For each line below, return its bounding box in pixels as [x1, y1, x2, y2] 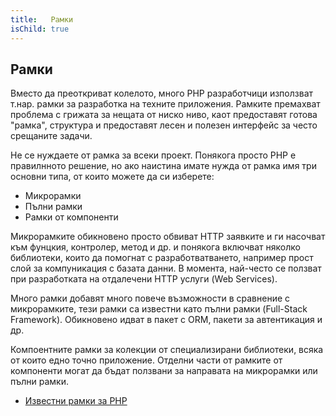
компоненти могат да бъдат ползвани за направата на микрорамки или [10, 365, 318, 377]
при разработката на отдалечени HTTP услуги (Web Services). [10, 273, 278, 285]
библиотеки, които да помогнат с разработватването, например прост [10, 252, 314, 264]
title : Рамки [10, 14, 74, 25]
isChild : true [10, 24, 70, 34]
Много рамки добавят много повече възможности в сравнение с [10, 292, 291, 305]
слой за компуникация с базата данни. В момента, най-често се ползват [10, 262, 322, 275]
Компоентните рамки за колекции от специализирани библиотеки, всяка [10, 344, 324, 356]
